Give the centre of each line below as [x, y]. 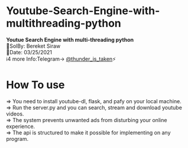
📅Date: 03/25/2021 [29, 52]
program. [17, 139]
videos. [15, 114]
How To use [35, 85]
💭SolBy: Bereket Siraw [33, 46]
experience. [21, 126]
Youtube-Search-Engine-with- [83, 11]
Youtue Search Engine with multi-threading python [70, 40]
